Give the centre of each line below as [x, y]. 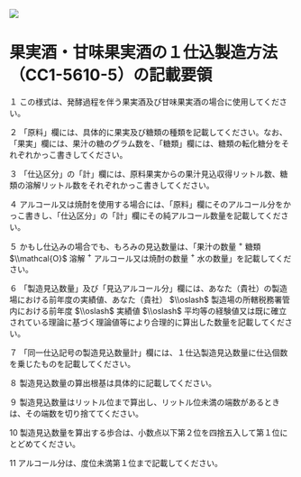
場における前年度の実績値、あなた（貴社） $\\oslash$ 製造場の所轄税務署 [146, 300]
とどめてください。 [45, 444]
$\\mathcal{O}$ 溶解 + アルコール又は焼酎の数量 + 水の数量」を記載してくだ [150, 257]
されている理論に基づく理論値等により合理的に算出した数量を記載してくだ [147, 322]
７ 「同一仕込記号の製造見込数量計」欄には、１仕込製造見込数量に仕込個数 [149, 353]
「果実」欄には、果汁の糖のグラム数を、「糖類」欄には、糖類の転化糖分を [146, 143]
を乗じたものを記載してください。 [73, 364]
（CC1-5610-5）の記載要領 [111, 75]
